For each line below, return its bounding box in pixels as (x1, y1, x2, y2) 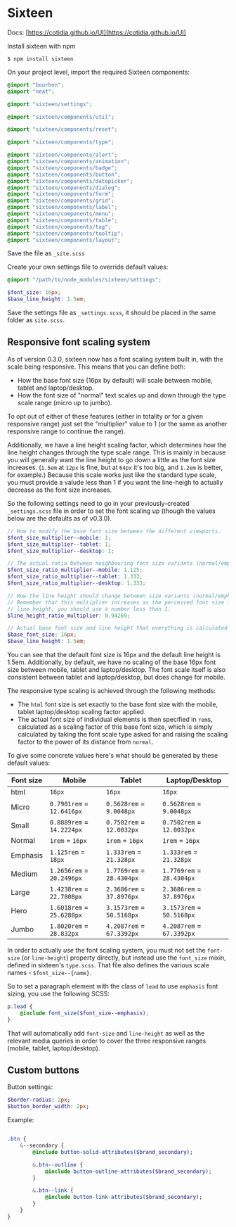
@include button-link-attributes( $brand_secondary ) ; (44, 1194, 202, 1201)
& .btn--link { (32, 1187, 74, 1194)
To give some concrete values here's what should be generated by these (7, 751, 218, 759)
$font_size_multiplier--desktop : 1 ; (7, 547, 114, 554)
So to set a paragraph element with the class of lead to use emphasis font (7, 982, 218, 990)
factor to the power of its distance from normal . (17, 737, 154, 746)
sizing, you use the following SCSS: (7, 990, 110, 998)
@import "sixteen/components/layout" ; (7, 236, 121, 243)
